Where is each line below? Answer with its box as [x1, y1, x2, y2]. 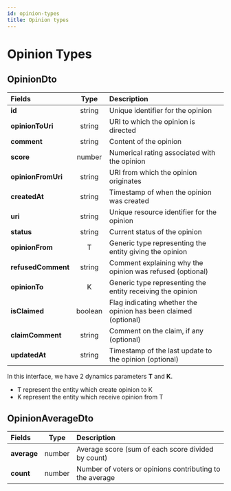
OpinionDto [7, 74, 57, 85]
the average [76, 473, 115, 483]
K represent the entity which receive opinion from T [16, 393, 164, 401]
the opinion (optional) [109, 354, 179, 364]
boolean [76, 306, 103, 315]
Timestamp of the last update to [109, 346, 212, 355]
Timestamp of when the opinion [109, 187, 212, 197]
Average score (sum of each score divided [76, 445, 214, 455]
